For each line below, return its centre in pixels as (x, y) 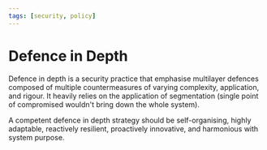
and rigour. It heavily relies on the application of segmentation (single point (133, 96)
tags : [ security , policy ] (52, 16)
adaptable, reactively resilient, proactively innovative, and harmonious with (133, 129)
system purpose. (37, 137)
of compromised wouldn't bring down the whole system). (104, 104)
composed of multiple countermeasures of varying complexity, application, (134, 87)
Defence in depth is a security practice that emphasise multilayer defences (134, 79)
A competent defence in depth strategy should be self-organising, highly (130, 120)
